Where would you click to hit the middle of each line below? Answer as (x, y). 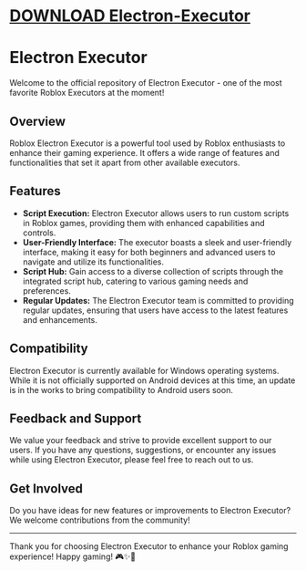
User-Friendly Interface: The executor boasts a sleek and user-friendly (157, 242)
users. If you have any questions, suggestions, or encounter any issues (143, 450)
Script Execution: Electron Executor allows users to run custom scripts (156, 213)
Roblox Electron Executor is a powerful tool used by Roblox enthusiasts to (148, 143)
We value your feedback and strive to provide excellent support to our (141, 441)
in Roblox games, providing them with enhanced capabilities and (144, 223)
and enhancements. (60, 319)
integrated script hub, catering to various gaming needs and (135, 281)
